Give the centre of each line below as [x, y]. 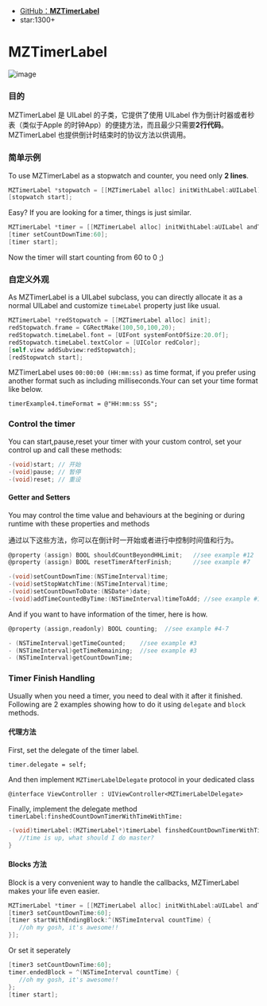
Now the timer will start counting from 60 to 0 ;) [86, 257]
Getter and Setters [39, 497]
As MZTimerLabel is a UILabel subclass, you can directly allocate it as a [126, 297]
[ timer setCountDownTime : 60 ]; [58, 235]
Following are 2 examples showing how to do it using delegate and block [127, 704]
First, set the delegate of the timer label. [74, 750]
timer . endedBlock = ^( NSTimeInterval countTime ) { [94, 972]
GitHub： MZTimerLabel [59, 11]
